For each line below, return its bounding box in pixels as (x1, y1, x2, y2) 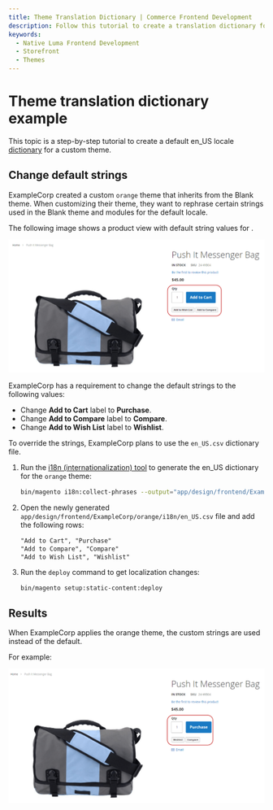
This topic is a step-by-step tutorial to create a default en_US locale (8, 136, 234, 146)
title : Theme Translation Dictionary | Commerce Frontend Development (8, 13, 253, 21)
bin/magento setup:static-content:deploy (19, 584, 162, 592)
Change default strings (8, 168, 128, 182)
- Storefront (15, 47, 60, 56)
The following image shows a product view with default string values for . (8, 223, 254, 233)
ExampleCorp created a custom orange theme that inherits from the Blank (8, 189, 254, 199)
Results (8, 606, 48, 620)
